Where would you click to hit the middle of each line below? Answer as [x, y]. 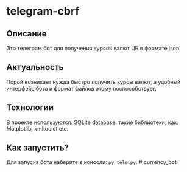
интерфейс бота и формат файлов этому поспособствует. [81, 88]
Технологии [30, 108]
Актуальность [35, 67]
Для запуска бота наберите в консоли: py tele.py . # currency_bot [91, 162]
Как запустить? [37, 148]
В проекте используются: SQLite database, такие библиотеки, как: [92, 122]
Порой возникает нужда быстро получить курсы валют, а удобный [94, 82]
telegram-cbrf [43, 11]
